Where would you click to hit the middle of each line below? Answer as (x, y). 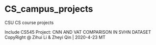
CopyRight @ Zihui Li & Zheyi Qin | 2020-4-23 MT (55, 37)
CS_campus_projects (49, 9)
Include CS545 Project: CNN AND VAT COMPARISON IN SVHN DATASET (78, 32)
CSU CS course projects (29, 22)
